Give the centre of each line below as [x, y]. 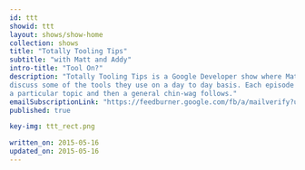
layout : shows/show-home [56, 34]
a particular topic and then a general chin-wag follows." [123, 93]
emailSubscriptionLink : [54, 102]
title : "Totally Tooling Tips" [69, 52]
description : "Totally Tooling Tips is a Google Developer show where [146, 77]
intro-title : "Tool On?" [56, 69]
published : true [40, 110]
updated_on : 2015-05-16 [54, 151]
